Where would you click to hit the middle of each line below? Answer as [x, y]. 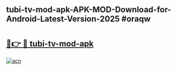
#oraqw [136, 19]
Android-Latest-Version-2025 [63, 19]
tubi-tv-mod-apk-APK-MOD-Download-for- [89, 10]
